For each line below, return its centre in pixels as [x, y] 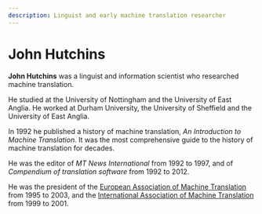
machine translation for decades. [62, 148]
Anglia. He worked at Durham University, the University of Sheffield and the [130, 107]
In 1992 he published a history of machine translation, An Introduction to [125, 131]
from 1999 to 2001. [38, 203]
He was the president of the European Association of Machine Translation [127, 187]
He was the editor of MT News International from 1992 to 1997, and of [121, 163]
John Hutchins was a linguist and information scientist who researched [124, 76]
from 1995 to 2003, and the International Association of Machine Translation [131, 195]
